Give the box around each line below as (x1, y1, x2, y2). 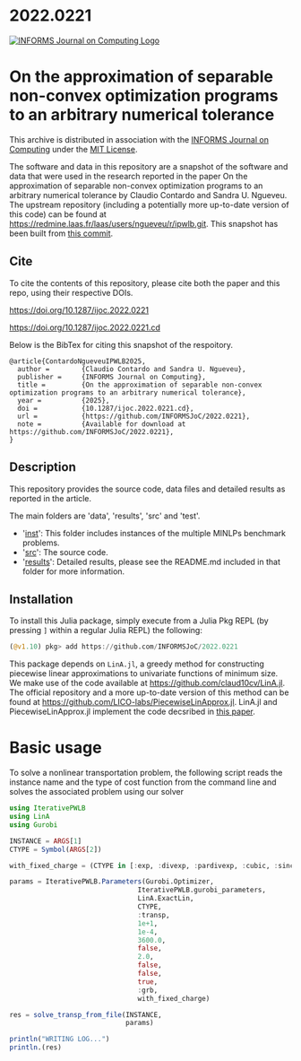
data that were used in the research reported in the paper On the (9, 170, 248, 181)
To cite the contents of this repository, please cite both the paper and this (9, 277, 280, 288)
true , (137, 977, 159, 987)
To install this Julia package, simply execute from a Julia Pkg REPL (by (9, 615, 269, 626)
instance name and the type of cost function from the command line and (9, 777, 277, 787)
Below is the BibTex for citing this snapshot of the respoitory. (9, 339, 234, 350)
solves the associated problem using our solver (9, 787, 185, 797)
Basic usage (9, 737, 102, 758)
